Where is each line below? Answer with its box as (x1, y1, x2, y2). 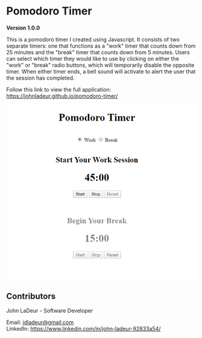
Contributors (6, 291, 56, 301)
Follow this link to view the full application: (6, 86, 112, 93)
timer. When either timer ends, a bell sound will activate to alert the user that (6, 67, 196, 75)
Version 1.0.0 (6, 24, 40, 31)
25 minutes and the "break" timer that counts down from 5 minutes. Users (6, 48, 190, 55)
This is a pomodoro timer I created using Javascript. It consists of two (6, 36, 180, 43)
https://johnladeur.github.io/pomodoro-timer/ (6, 92, 118, 99)
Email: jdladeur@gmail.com (6, 319, 74, 326)
